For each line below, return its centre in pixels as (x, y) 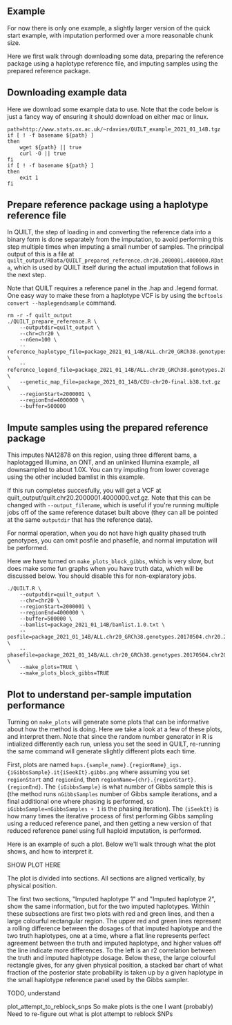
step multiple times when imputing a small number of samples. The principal (116, 247)
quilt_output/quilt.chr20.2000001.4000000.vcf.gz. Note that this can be (109, 498)
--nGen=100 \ (38, 340)
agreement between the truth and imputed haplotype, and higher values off (114, 943)
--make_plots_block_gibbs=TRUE (65, 673)
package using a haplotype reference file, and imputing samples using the (113, 63)
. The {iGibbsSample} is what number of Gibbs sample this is (127, 787)
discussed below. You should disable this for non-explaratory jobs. (102, 576)
